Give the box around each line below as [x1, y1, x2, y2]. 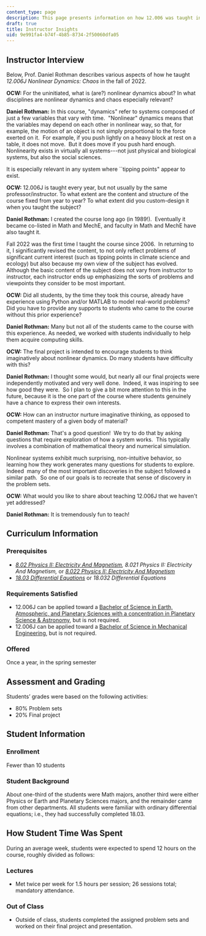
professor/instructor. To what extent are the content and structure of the [6, 190, 189, 197]
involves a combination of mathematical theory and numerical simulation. [6, 442, 191, 449]
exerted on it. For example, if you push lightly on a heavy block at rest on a [6, 133, 196, 141]
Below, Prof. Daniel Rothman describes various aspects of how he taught [6, 71, 190, 78]
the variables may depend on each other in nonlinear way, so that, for [6, 120, 182, 128]
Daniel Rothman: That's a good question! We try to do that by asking [6, 429, 182, 436]
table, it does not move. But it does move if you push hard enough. [6, 140, 176, 147]
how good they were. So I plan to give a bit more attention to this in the [6, 385, 187, 393]
